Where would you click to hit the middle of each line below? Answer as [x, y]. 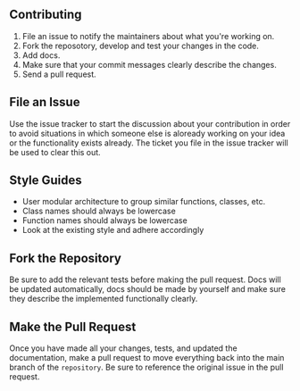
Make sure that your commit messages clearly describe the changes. [149, 64]
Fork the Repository [66, 258]
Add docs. [41, 55]
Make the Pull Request [73, 326]
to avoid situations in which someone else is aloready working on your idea [147, 133]
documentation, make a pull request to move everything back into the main [147, 358]
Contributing [46, 15]
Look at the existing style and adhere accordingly [113, 230]
